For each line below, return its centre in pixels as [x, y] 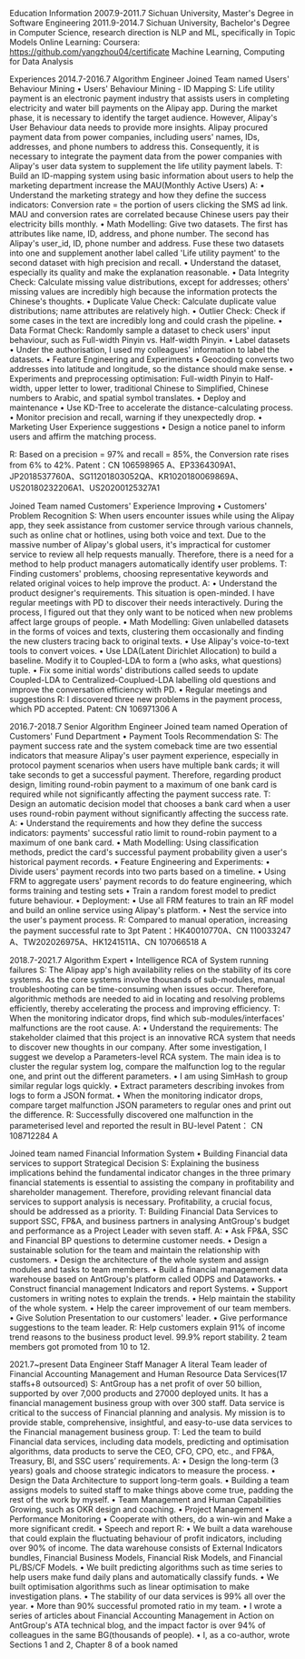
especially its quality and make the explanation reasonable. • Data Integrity [149, 272]
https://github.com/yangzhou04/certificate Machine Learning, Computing [147, 52]
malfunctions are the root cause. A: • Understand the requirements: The [144, 1028]
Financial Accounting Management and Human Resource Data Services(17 [148, 1374]
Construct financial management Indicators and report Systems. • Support [149, 1289]
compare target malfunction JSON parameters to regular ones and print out [151, 1105]
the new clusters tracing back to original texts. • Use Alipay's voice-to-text [149, 641]
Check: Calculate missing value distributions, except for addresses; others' [150, 282]
